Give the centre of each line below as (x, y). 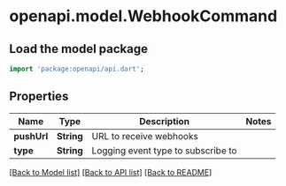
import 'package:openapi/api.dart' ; (77, 69)
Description (164, 121)
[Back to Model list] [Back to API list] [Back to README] (111, 172)
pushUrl (31, 136)
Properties (39, 97)
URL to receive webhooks (145, 136)
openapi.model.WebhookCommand (143, 16)
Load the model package (79, 49)
